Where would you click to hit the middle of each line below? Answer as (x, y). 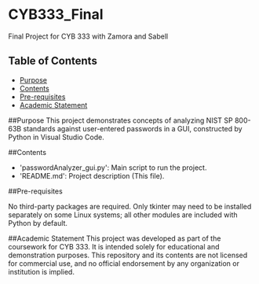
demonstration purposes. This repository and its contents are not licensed (128, 255)
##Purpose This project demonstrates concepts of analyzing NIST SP (120, 120)
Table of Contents (53, 61)
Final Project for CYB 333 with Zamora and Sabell (88, 36)
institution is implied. (41, 271)
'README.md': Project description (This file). (92, 175)
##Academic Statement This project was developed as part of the (115, 238)
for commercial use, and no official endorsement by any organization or (124, 263)
